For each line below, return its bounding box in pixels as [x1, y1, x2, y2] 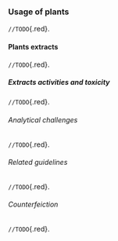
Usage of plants [8, 6, 70, 17]
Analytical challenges [8, 115, 78, 125]
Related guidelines [8, 158, 68, 167]
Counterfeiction [8, 199, 59, 210]
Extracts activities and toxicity [8, 78, 111, 87]
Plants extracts [8, 42, 59, 51]
